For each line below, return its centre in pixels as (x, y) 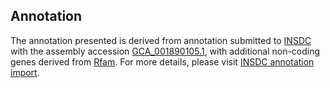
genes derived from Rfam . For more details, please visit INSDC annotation (162, 61)
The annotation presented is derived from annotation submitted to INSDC (161, 40)
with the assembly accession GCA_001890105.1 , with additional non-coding (165, 51)
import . (25, 72)
